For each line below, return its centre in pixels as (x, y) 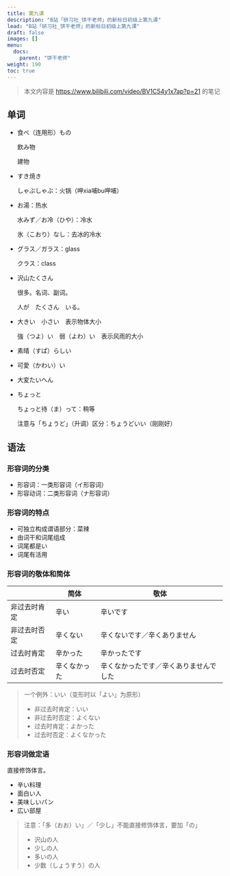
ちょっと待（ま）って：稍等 (56, 409)
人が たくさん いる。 (50, 307)
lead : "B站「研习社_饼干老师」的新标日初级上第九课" (74, 26)
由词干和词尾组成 (41, 538)
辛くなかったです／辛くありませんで (158, 666)
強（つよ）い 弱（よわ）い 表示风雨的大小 (80, 336)
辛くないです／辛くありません (148, 635)
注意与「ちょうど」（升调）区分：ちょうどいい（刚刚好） (97, 424)
